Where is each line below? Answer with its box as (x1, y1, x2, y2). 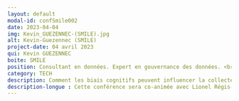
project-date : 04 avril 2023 (7, 43, 94, 51)
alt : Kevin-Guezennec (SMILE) (7, 37, 97, 44)
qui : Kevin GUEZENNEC (7, 51, 72, 58)
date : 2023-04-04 (7, 23, 59, 31)
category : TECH (7, 70, 53, 77)
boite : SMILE (7, 57, 46, 64)
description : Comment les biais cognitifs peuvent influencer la (7, 76, 205, 84)
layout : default (7, 10, 55, 18)
